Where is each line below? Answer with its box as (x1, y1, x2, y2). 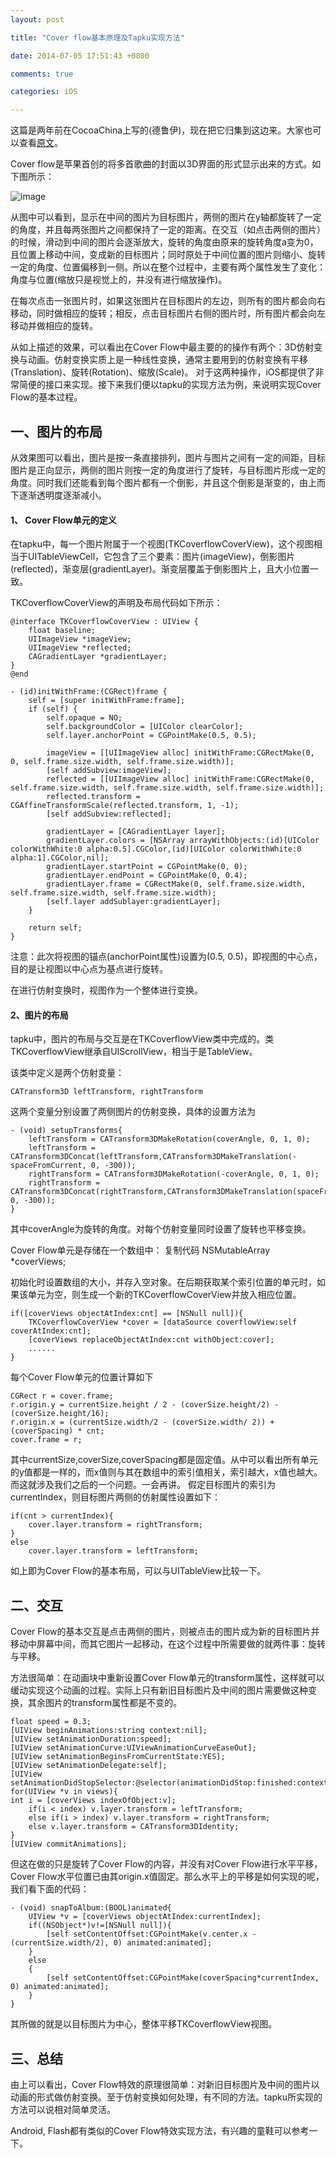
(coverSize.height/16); (10, 1409, 110, 1419)
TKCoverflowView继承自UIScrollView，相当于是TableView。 (10, 1046, 258, 1058)
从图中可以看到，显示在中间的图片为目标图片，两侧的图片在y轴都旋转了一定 (10, 211, 322, 223)
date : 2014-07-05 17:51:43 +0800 (10, 51, 150, 61)
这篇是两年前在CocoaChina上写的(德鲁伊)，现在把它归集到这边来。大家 (10, 124, 305, 136)
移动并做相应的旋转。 (10, 320, 98, 332)
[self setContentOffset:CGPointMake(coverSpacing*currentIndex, (46, 1973, 320, 1983)
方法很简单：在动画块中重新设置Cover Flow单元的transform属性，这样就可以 (10, 1672, 325, 1684)
